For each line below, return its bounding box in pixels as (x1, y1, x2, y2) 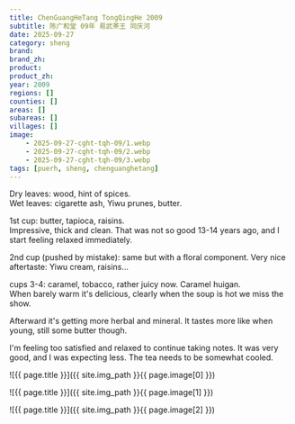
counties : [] (9, 96, 58, 106)
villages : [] (9, 122, 58, 131)
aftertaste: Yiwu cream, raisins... (9, 262, 129, 273)
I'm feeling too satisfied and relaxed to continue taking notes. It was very (9, 343, 279, 354)
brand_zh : (9, 55, 47, 64)
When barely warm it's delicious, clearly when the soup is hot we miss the (9, 289, 284, 300)
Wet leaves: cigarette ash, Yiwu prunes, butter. (9, 198, 183, 209)
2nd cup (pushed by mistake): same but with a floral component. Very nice (9, 252, 286, 263)
